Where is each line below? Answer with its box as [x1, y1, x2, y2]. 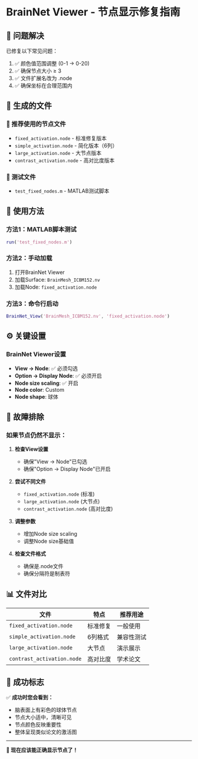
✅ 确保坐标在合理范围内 [14, 82, 72, 89]
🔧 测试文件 [6, 173, 37, 181]
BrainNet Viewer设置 [6, 350, 67, 358]
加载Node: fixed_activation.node [14, 283, 97, 291]
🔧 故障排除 [6, 412, 44, 422]
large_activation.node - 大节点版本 [14, 149, 102, 156]
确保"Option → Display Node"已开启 [23, 466, 111, 473]
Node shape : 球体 [14, 393, 59, 400]
